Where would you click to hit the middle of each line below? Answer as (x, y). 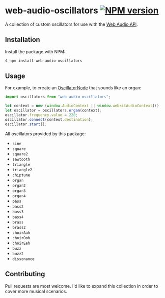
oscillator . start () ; (26, 124)
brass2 (19, 227)
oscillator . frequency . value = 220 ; (41, 115)
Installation (23, 40)
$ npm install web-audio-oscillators (44, 61)
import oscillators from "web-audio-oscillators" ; (58, 97)
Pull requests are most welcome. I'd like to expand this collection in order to (82, 286)
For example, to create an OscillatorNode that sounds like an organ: (73, 88)
